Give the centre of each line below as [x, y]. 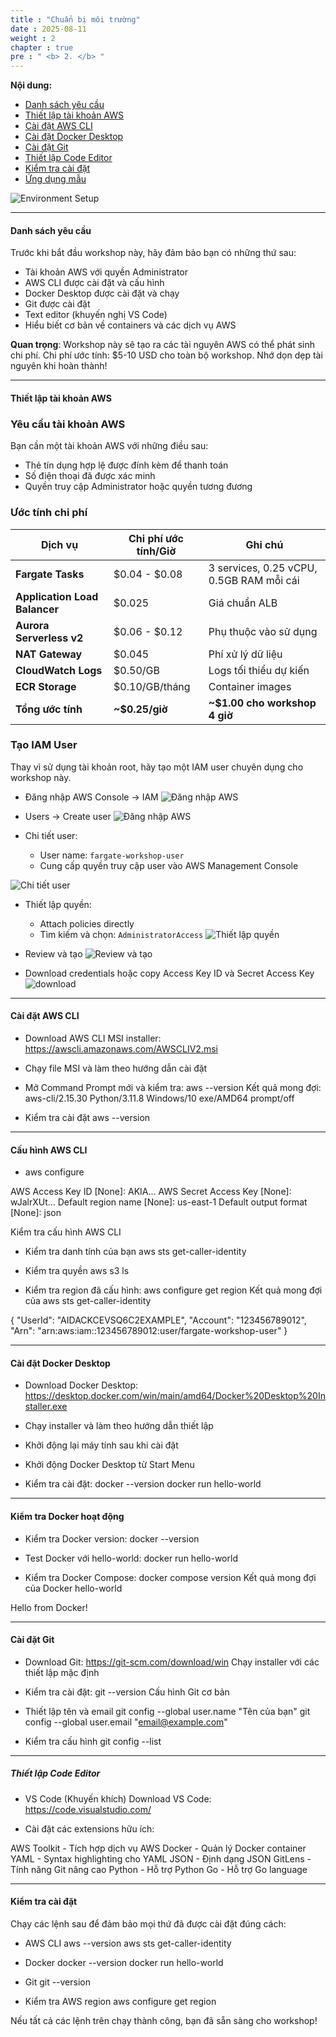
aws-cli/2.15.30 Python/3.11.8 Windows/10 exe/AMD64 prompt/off [159, 1098]
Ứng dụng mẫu [55, 179]
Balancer [37, 609]
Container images [250, 686]
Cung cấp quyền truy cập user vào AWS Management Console [169, 865]
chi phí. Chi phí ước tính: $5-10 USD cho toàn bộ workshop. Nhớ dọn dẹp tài [166, 355]
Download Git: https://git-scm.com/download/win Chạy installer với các [172, 1662]
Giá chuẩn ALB [243, 603]
